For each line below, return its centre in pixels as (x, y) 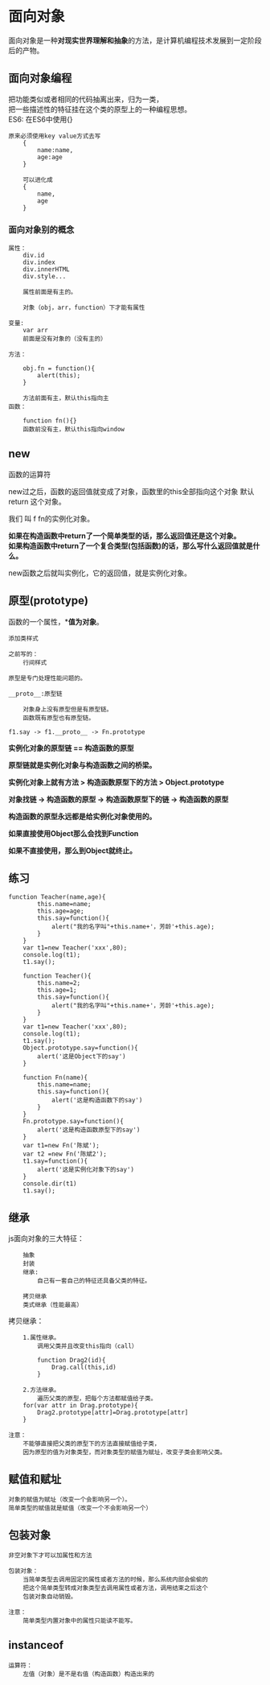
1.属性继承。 (41, 1338)
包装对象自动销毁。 (50, 1596)
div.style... (45, 277)
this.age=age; (61, 911)
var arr (35, 331)
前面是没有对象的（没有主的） (65, 339)
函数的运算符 (29, 474)
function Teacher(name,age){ (57, 897)
